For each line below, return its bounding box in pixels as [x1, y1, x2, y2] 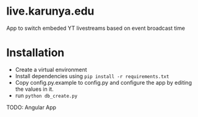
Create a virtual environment [15, 66, 87, 73]
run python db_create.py [15, 91, 78, 99]
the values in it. [15, 85, 54, 93]
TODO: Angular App [6, 104, 57, 111]
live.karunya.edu [6, 4, 95, 18]
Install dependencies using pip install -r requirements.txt [15, 72, 169, 80]
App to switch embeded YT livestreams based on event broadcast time [6, 24, 185, 32]
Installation [6, 46, 65, 60]
